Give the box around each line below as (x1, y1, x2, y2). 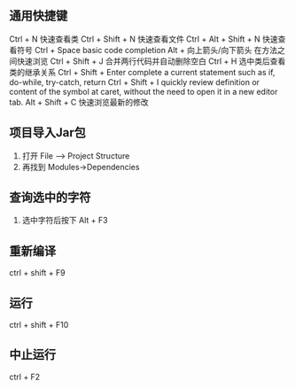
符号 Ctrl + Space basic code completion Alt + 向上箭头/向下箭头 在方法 (16, 44, 278, 55)
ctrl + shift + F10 (9, 320, 69, 331)
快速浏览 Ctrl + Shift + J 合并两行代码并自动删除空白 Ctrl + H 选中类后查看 (16, 56, 286, 66)
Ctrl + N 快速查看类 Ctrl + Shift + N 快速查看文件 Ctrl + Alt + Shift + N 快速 (9, 34, 278, 44)
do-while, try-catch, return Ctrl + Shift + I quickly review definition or (9, 76, 260, 87)
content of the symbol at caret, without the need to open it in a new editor (9, 86, 278, 97)
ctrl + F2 (9, 371, 41, 382)
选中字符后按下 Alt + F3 (21, 215, 108, 226)
